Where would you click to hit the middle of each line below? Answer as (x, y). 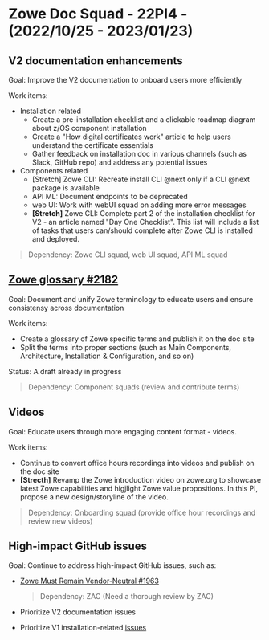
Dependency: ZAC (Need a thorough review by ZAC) (127, 597)
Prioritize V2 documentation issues (78, 612)
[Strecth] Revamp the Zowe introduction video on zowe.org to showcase (141, 479)
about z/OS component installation (89, 128)
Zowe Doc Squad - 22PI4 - (98, 14)
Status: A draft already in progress (65, 371)
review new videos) (60, 521)
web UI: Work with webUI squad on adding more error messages (139, 205)
